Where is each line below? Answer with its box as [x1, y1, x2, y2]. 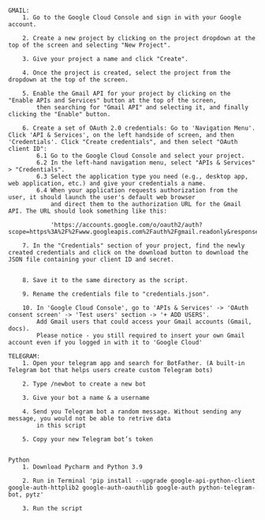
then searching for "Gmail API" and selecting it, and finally [36, 104, 248, 111]
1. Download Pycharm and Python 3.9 [22, 463, 144, 471]
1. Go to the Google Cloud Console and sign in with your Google [22, 13, 242, 21]
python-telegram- [198, 484, 256, 492]
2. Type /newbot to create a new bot [22, 380, 147, 388]
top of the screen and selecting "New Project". [8, 41, 171, 49]
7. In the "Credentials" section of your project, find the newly [22, 242, 245, 250]
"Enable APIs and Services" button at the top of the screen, [8, 96, 217, 104]
